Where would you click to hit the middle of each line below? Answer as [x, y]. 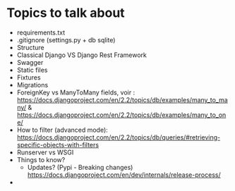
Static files [32, 70]
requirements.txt [41, 32]
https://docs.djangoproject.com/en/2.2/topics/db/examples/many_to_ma [122, 99]
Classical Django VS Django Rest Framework [82, 55]
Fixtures [29, 77]
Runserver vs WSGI [45, 152]
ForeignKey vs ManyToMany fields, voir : [76, 92]
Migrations [32, 85]
